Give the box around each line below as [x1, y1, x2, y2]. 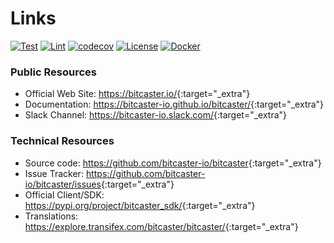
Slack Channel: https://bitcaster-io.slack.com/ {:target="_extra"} [24, 109, 288, 121]
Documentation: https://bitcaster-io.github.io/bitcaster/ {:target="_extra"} [24, 98, 325, 111]
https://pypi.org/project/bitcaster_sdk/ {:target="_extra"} [24, 199, 256, 211]
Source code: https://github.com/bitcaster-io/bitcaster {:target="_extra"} [24, 157, 322, 169]
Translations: [24, 210, 79, 222]
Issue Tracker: [24, 167, 84, 179]
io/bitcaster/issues [24, 178, 102, 190]
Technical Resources [10, 134, 115, 148]
